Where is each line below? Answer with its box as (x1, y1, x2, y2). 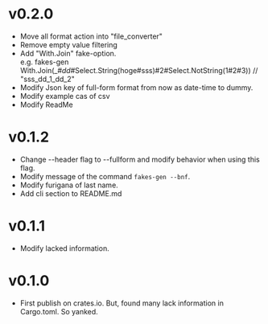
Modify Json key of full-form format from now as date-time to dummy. (19, 82, 254, 92)
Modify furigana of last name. (19, 180, 118, 190)
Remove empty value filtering (19, 39, 118, 49)
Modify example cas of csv (19, 91, 110, 100)
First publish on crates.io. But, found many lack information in (19, 298, 224, 308)
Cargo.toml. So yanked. (19, 306, 98, 316)
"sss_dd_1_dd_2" (19, 74, 75, 84)
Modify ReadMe (19, 100, 74, 109)
